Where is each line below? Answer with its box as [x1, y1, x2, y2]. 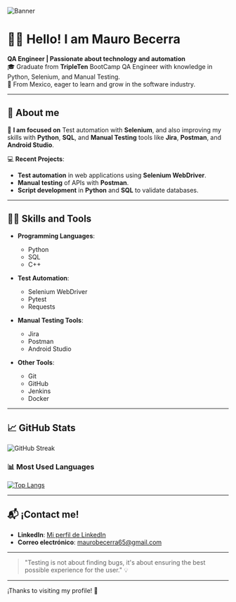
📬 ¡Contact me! [7, 508, 79, 520]
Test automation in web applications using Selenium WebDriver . [17, 171, 207, 179]
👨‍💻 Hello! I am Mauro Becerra [7, 32, 181, 47]
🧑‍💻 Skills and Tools [7, 213, 92, 225]
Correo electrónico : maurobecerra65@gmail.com [17, 538, 162, 546]
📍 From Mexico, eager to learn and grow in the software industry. [7, 79, 195, 88]
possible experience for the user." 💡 [24, 566, 129, 575]
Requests [27, 302, 55, 311]
